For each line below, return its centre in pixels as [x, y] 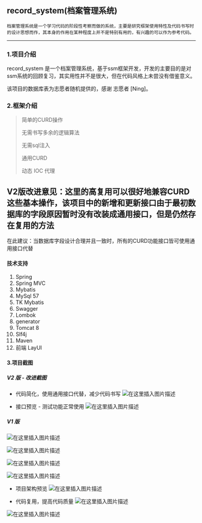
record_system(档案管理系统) [62, 11]
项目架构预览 [31, 488]
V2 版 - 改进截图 [27, 377]
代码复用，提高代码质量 [44, 501]
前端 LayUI [29, 348]
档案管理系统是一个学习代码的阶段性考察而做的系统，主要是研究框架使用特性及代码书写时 [100, 26]
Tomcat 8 [27, 328]
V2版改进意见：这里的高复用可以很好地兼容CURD [98, 192]
